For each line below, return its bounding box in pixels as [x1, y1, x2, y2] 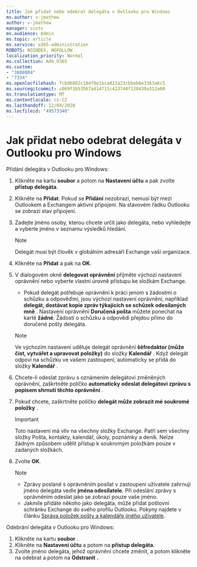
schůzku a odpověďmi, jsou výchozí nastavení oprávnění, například [23, 295, 188, 302]
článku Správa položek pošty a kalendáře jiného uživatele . [23, 512, 166, 520]
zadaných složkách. [14, 446, 64, 454]
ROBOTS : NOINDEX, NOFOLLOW [6, 47, 73, 53]
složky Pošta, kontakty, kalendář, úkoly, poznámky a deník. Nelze [14, 434, 174, 441]
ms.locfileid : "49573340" [6, 108, 70, 114]
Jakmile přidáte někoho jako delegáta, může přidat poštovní [23, 499, 170, 507]
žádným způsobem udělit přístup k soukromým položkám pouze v [14, 440, 176, 447]
